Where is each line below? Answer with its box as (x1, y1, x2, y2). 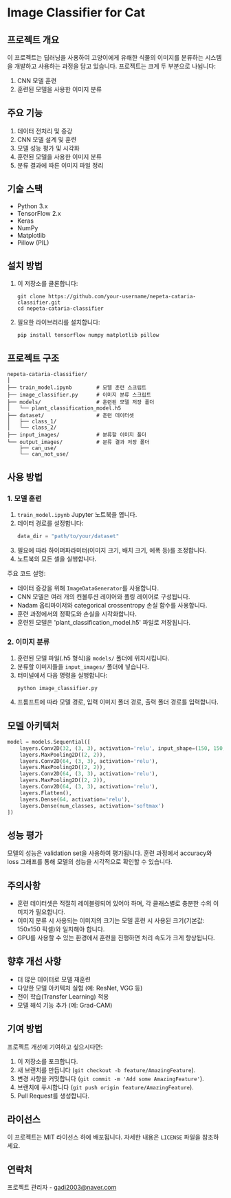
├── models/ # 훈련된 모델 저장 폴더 (7, 399, 155, 406)
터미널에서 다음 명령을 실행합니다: (16, 672, 108, 680)
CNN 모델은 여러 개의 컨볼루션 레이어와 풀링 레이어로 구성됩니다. (16, 592, 190, 601)
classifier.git (16, 299, 61, 307)
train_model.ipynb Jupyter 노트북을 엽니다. (16, 510, 137, 518)
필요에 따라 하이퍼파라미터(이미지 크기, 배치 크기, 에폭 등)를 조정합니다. (16, 546, 208, 554)
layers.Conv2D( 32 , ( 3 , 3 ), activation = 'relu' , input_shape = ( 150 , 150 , (19, 744, 226, 752)
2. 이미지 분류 (7, 637, 50, 647)
